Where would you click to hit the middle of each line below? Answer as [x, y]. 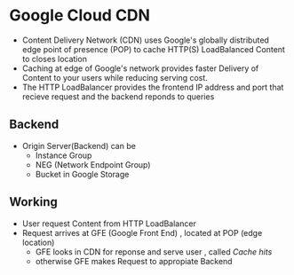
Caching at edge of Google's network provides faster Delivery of [140, 68]
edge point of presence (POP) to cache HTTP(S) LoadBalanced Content [154, 49]
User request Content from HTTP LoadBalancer [109, 224]
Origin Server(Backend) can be [79, 145]
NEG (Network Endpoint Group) [93, 164]
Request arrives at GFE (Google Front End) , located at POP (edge [142, 232]
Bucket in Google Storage [82, 174]
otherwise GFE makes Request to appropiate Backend [134, 261]
